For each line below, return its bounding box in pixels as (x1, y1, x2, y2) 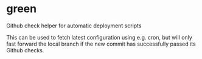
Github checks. (6, 46, 44, 54)
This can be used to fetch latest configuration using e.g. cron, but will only (6, 33, 193, 41)
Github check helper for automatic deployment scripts (6, 22, 142, 29)
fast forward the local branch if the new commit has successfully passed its (6, 40, 196, 47)
